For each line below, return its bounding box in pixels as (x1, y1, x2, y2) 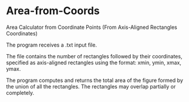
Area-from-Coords (6, 4, 100, 18)
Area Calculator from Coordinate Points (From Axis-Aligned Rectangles (6, 24, 177, 31)
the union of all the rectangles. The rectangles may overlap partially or (6, 83, 176, 90)
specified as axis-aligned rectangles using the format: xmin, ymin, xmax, (6, 59, 182, 66)
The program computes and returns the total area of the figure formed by (6, 77, 184, 84)
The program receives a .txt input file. (6, 41, 97, 48)
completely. (6, 89, 35, 96)
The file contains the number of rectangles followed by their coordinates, (6, 52, 183, 60)
